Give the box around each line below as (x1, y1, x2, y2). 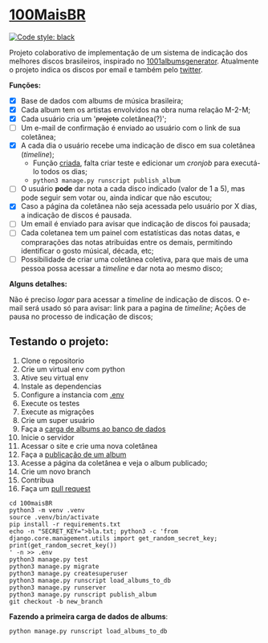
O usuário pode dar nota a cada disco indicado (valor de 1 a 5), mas (20, 184, 246, 193)
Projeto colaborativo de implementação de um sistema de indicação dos (9, 47, 248, 57)
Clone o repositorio (20, 356, 85, 366)
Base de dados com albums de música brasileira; (20, 96, 184, 105)
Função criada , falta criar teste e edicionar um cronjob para (32, 158, 229, 168)
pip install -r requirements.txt (9, 520, 121, 529)
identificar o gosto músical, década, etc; (20, 246, 155, 255)
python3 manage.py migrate (9, 563, 99, 571)
